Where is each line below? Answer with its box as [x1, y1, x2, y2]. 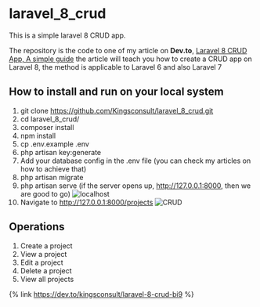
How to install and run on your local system [9, 85, 224, 99]
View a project [20, 249, 67, 258]
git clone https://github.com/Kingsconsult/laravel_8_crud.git [20, 106, 214, 115]
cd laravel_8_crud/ [20, 114, 80, 124]
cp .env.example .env [20, 139, 89, 149]
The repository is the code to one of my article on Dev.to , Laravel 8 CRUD [9, 45, 247, 55]
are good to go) [20, 189, 71, 198]
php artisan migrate [20, 172, 84, 182]
